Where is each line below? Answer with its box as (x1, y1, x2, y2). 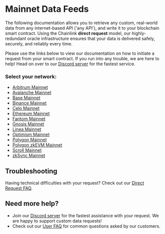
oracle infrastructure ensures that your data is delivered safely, (27, 36, 155, 41)
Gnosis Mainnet (12, 121, 44, 127)
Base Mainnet (12, 95, 41, 101)
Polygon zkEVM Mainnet (12, 142, 63, 148)
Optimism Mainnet (12, 132, 50, 138)
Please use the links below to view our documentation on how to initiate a (5, 50, 155, 56)
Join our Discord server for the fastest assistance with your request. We (12, 212, 159, 218)
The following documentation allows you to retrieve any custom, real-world (5, 20, 158, 26)
